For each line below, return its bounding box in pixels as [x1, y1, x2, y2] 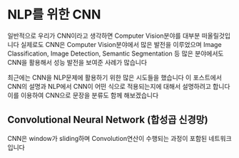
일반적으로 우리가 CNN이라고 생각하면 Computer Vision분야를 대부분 [7, 31, 200, 40]
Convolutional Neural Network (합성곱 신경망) [7, 114, 208, 126]
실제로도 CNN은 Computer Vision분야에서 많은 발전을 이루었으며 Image [20, 40, 223, 48]
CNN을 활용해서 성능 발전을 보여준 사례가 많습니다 [7, 58, 148, 66]
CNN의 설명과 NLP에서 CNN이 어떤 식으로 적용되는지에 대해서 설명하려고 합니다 [7, 82, 230, 90]
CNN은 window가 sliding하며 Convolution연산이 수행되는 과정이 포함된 [7, 134, 208, 142]
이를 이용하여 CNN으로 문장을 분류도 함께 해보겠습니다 [7, 90, 159, 100]
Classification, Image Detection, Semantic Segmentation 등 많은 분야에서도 [7, 49, 224, 58]
